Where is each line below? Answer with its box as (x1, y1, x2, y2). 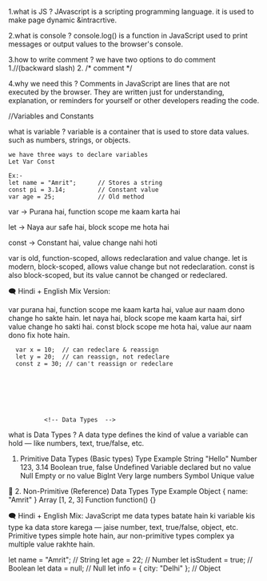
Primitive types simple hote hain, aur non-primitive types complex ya (8, 531, 234, 540)
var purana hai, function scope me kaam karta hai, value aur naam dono (8, 305, 245, 315)
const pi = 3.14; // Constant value (8, 186, 159, 194)
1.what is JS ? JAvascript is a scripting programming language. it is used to (8, 7, 254, 16)
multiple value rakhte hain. (8, 539, 96, 549)
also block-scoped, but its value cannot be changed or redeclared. (8, 270, 228, 279)
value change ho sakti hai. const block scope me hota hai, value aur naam (8, 322, 252, 331)
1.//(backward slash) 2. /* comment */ (8, 63, 133, 73)
